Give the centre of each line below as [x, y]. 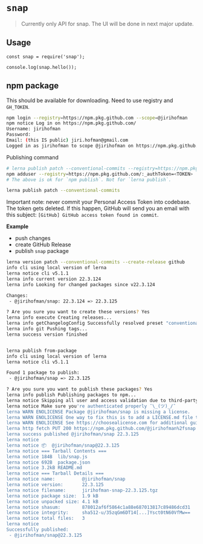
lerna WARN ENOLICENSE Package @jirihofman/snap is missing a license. [98, 412]
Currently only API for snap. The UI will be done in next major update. [108, 24]
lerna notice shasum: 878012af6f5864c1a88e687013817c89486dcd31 [98, 507]
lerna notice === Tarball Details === [55, 473]
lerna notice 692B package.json [48, 462]
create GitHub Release [43, 245]
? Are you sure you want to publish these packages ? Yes [79, 389]
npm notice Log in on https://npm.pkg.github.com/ [71, 123]
